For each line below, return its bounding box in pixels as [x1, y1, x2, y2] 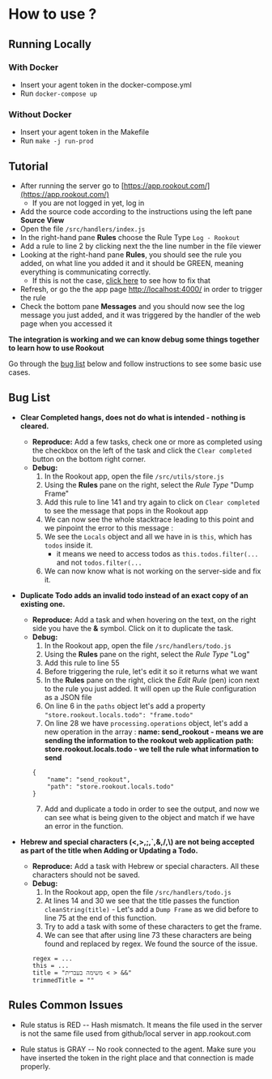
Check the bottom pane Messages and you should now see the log [19, 301, 245, 311]
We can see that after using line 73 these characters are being [44, 930, 253, 939]
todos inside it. [44, 540, 93, 550]
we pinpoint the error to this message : [44, 522, 174, 532]
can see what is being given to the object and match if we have [44, 812, 255, 822]
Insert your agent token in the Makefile [19, 127, 150, 137]
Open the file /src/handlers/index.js [19, 224, 146, 234]
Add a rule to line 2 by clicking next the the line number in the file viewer [19, 241, 261, 251]
